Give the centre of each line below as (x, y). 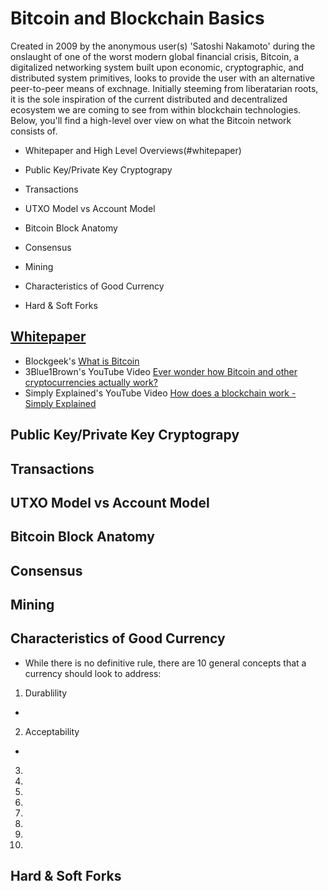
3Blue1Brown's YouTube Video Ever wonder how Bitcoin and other (161, 371)
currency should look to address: (93, 673)
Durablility (46, 693)
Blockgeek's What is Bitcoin (82, 361)
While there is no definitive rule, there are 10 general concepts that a (165, 663)
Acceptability (52, 731)
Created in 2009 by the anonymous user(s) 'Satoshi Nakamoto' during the (163, 46)
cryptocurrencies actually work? (91, 382)
